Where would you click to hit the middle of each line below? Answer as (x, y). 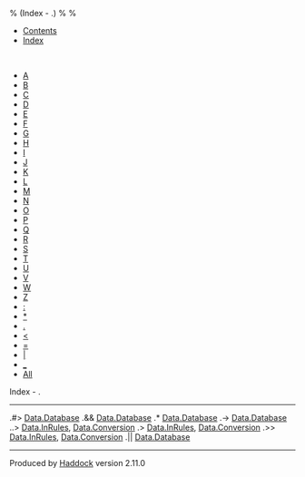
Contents (39, 30)
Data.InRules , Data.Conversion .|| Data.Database (100, 437)
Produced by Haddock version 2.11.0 (78, 463)
